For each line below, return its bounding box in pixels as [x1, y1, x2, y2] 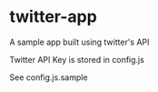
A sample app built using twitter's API [9, 36, 150, 47]
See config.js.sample [9, 71, 88, 83]
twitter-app [9, 6, 97, 27]
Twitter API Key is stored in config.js [9, 54, 145, 65]
